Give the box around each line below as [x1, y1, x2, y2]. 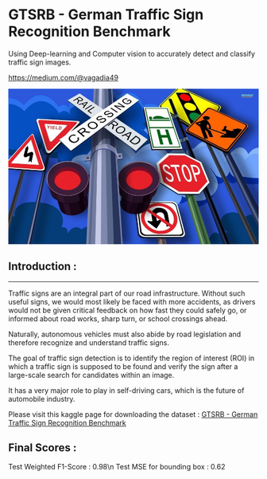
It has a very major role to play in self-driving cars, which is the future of [8, 385, 245, 395]
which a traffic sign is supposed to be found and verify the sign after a [8, 361, 238, 371]
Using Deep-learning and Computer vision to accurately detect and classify [8, 49, 256, 58]
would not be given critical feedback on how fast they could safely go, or [8, 305, 247, 315]
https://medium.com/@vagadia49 [8, 73, 119, 82]
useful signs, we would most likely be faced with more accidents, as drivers [8, 296, 256, 306]
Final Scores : [8, 441, 77, 454]
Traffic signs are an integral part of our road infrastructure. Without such [8, 289, 246, 298]
